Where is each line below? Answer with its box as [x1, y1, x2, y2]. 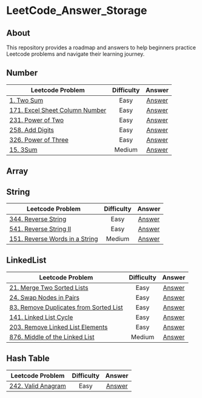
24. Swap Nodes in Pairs [9, 293, 80, 302]
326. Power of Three [9, 135, 69, 144]
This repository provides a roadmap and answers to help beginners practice [6, 44, 196, 51]
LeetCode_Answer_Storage [6, 4, 147, 18]
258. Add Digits [9, 126, 55, 134]
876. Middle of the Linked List [9, 332, 95, 341]
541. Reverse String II [9, 225, 72, 234]
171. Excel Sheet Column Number [9, 106, 107, 114]
